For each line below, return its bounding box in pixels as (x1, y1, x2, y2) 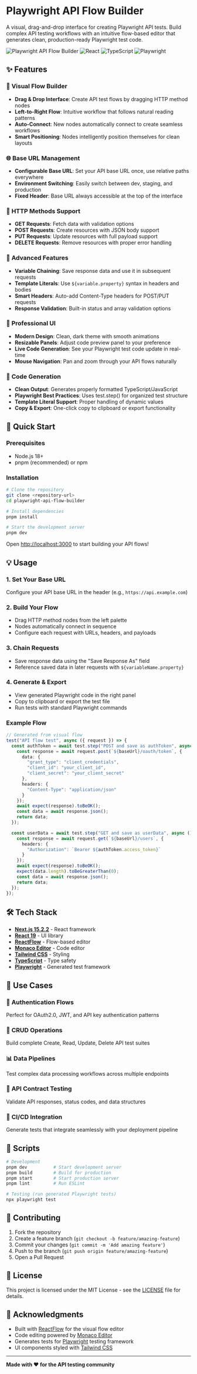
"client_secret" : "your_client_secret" (27, 771, 125, 776)
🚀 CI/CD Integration (6, 1113, 63, 1121)
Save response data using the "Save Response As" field (14, 657, 150, 664)
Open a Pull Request (14, 1253, 64, 1260)
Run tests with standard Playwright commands (14, 704, 127, 711)
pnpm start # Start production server (6, 1175, 119, 1181)
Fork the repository (14, 1228, 62, 1236)
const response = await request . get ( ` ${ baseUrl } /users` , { (16, 835, 164, 842)
